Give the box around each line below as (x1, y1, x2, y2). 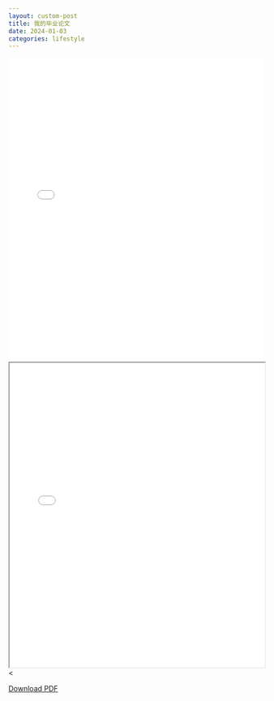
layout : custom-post (8, 11, 79, 20)
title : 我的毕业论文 (8, 19, 71, 28)
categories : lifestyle (8, 34, 85, 43)
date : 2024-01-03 (8, 27, 67, 35)
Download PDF (8, 684, 58, 694)
